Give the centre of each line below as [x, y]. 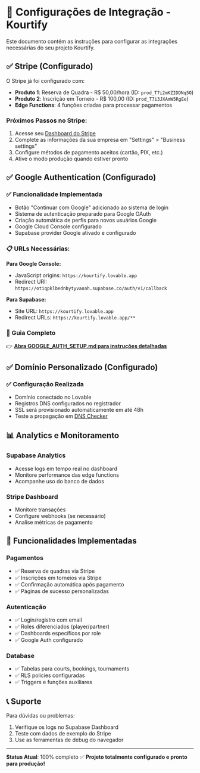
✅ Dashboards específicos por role [58, 633]
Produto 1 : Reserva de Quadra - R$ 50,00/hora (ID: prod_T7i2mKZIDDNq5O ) [104, 92]
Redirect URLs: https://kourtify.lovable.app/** [75, 318]
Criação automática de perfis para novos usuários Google [85, 220]
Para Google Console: [34, 264]
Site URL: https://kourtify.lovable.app [64, 311]
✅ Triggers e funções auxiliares [53, 682]
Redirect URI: [31, 282]
